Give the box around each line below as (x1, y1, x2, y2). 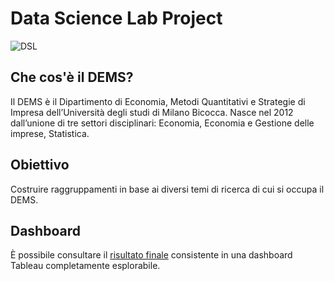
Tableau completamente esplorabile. (10, 260, 161, 272)
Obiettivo (10, 157, 70, 174)
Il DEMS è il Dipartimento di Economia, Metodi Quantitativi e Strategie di (10, 95, 306, 107)
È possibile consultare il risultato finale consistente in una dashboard (10, 249, 293, 261)
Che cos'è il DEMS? (10, 69, 134, 86)
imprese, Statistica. (10, 127, 90, 139)
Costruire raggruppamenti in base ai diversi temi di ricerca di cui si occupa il (10, 183, 325, 195)
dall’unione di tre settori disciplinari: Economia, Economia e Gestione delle (10, 117, 315, 129)
